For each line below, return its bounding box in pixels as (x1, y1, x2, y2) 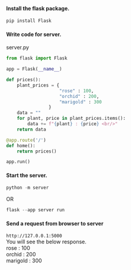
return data (17, 126, 46, 132)
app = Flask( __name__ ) (6, 66, 62, 72)
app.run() (6, 159, 31, 165)
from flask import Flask (6, 55, 68, 62)
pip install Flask (6, 18, 52, 24)
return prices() (17, 148, 57, 154)
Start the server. (6, 171, 47, 179)
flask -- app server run (6, 207, 65, 213)
